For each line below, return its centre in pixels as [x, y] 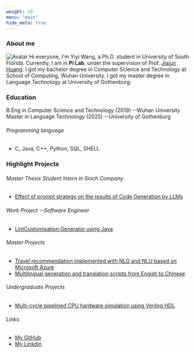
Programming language [35, 130]
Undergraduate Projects [36, 287]
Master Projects [26, 242]
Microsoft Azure [34, 267]
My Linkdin [28, 344]
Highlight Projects [33, 164]
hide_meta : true [26, 23]
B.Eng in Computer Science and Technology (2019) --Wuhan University [93, 110]
